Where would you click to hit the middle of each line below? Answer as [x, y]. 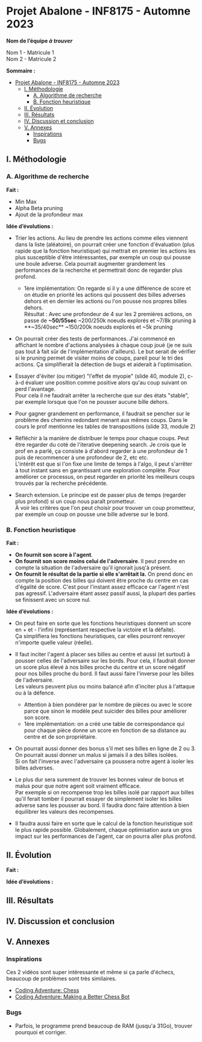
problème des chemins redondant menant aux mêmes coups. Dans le [101, 420]
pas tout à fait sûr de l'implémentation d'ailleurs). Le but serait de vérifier [105, 351]
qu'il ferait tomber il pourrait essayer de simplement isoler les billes [98, 799]
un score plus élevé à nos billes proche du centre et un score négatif [100, 667]
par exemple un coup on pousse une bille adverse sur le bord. [92, 514]
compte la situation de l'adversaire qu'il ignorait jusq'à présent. [93, 567]
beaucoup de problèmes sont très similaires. [62, 978]
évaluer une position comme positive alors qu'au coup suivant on [106, 382]
